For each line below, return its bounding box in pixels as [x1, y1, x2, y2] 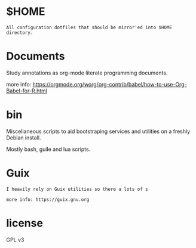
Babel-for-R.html [6, 87, 48, 94]
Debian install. [6, 134, 41, 141]
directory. [6, 29, 33, 36]
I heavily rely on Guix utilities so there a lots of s [6, 186, 148, 192]
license [6, 216, 44, 230]
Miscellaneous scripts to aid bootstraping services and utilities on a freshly [6, 128, 191, 135]
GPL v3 [6, 236, 24, 243]
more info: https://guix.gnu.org [6, 196, 90, 203]
